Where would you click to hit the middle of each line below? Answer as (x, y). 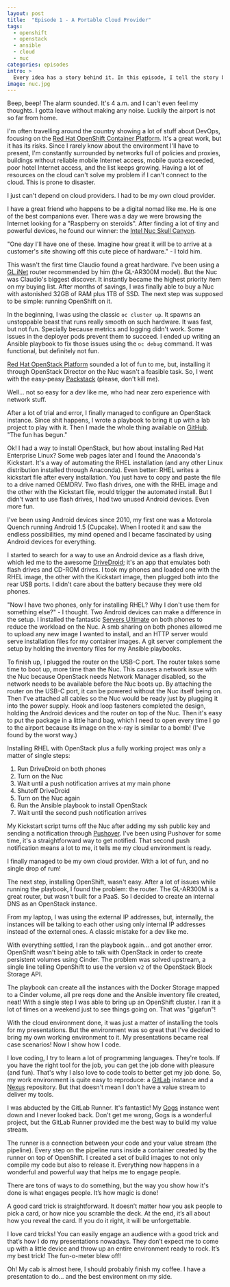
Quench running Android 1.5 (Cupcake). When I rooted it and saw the (104, 527)
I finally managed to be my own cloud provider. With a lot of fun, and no (108, 861)
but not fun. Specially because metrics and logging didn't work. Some (105, 329)
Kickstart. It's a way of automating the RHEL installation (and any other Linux (115, 463)
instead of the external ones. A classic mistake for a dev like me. (98, 932)
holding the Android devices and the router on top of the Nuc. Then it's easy (115, 713)
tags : (15, 26)
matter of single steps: (39, 756)
